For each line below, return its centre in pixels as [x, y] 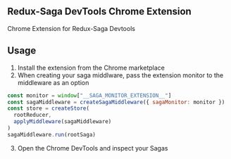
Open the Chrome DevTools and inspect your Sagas [93, 148]
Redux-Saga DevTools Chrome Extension [99, 12]
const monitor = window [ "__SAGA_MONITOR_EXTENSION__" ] [89, 95]
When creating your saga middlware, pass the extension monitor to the [120, 75]
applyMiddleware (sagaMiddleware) [63, 122]
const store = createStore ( [49, 108]
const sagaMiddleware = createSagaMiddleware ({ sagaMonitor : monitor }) [116, 102]
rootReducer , [33, 115]
